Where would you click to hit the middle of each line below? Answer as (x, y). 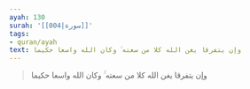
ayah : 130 (27, 17)
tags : (19, 33)
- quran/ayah (33, 42)
